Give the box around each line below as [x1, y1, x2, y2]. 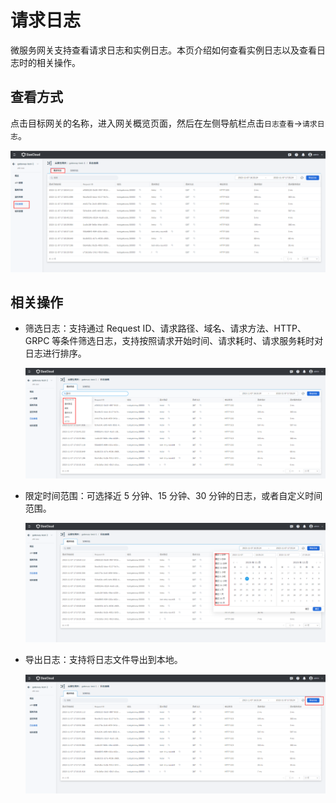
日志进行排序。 [24, 347, 87, 360]
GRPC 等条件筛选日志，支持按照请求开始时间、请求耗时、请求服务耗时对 [24, 335, 324, 347]
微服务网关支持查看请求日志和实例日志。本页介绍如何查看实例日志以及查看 [10, 44, 317, 56]
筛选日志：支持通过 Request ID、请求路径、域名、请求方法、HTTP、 [24, 322, 307, 335]
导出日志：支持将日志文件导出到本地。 [24, 654, 183, 666]
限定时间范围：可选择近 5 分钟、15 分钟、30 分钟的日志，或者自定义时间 [24, 489, 323, 501]
